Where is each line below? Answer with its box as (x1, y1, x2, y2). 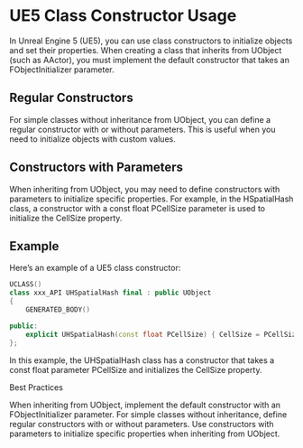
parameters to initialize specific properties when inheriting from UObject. (9, 428, 280, 439)
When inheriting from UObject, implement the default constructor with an (9, 399, 281, 410)
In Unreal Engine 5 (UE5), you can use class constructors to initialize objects (9, 35, 293, 46)
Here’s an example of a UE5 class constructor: (9, 263, 181, 274)
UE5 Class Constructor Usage (9, 5, 237, 26)
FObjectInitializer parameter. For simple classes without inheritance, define (9, 408, 288, 420)
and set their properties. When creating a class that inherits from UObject (9, 44, 282, 55)
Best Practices (9, 381, 63, 393)
